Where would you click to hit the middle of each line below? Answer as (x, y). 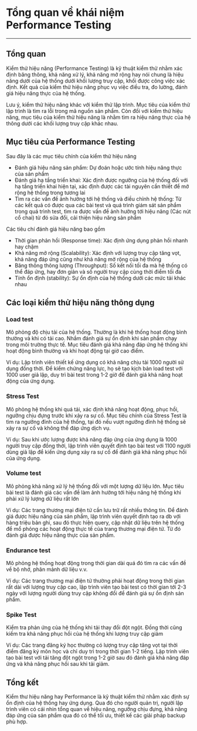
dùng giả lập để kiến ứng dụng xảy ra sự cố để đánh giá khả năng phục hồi (96, 452)
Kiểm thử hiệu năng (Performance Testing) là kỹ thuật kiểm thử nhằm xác (94, 68)
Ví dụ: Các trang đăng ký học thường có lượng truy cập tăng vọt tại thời (92, 645)
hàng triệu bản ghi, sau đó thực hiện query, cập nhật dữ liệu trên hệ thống (95, 522)
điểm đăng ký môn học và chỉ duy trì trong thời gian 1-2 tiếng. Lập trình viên (98, 652)
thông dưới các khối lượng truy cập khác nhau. (62, 123)
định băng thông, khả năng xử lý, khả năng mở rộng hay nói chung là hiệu (95, 74)
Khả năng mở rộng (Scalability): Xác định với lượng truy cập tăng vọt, (98, 252)
